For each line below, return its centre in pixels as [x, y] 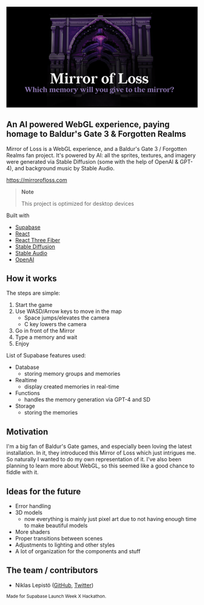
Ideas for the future [44, 491]
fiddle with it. [22, 472]
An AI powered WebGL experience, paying [88, 124]
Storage [25, 406]
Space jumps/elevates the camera [67, 318]
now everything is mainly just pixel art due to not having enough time [110, 519]
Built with [18, 215]
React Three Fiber [38, 240]
